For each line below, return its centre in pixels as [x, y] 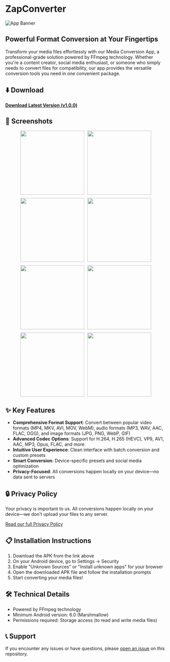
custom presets [29, 455]
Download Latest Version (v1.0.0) [41, 105]
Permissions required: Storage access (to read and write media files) [85, 620]
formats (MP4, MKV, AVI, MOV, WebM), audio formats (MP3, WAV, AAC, [88, 428]
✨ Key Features [30, 410]
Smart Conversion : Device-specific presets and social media [77, 461]
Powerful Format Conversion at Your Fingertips [82, 39]
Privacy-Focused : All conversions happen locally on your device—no [86, 472]
